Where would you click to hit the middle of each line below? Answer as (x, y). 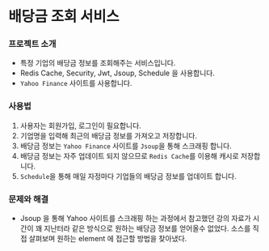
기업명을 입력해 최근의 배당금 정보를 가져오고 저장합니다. (109, 135)
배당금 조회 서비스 (64, 17)
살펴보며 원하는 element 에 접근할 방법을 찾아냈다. (108, 239)
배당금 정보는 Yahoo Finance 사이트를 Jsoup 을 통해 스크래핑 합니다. (126, 146)
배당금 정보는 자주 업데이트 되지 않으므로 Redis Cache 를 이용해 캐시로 (130, 155)
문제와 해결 (29, 199)
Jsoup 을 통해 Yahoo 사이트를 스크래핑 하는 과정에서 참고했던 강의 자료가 (136, 219)
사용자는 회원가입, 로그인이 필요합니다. (80, 125)
